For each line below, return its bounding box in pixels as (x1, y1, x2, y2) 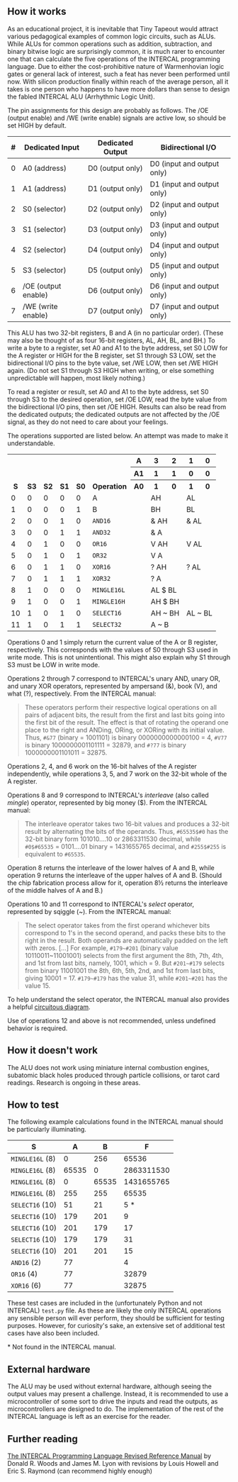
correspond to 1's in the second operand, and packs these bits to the (24, 928, 226, 937)
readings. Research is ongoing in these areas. (7, 1078, 141, 1087)
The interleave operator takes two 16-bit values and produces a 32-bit (24, 819, 230, 828)
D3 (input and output (149, 220, 220, 230)
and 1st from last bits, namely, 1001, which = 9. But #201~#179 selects (24, 959, 225, 967)
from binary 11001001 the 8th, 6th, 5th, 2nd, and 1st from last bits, (24, 966, 215, 974)
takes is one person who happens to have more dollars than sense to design (7, 84, 230, 93)
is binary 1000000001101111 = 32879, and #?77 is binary (24, 740, 186, 749)
